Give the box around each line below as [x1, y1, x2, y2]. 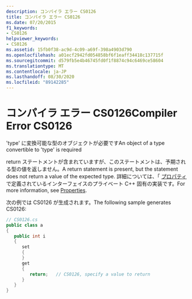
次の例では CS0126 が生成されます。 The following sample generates [6, 199, 172, 206]
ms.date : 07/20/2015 [6, 19, 57, 25]
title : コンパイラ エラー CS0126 [6, 14, 81, 20]
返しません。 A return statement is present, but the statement [31, 165, 179, 172]
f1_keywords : [6, 25, 38, 31]
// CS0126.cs [6, 216, 38, 223]
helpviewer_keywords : [6, 36, 59, 42]
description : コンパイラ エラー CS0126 [6, 8, 97, 15]
